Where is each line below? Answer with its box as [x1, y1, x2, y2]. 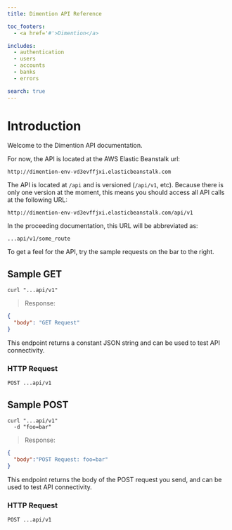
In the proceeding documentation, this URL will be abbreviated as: [7, 222, 198, 230]
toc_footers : [7, 23, 46, 30]
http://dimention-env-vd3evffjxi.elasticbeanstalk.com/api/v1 [7, 209, 193, 217]
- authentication [13, 49, 65, 56]
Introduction [7, 118, 82, 134]
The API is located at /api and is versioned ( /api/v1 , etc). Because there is [7, 181, 224, 189]
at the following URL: [7, 196, 68, 204]
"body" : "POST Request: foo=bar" [13, 455, 109, 463]
